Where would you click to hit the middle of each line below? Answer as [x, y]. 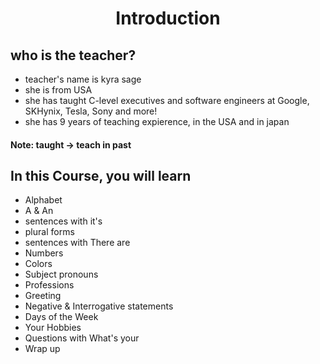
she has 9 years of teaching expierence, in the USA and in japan [157, 121]
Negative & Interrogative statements [99, 306]
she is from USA [58, 90]
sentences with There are [77, 243]
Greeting [43, 296]
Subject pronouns [61, 274]
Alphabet [43, 200]
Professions [49, 285]
